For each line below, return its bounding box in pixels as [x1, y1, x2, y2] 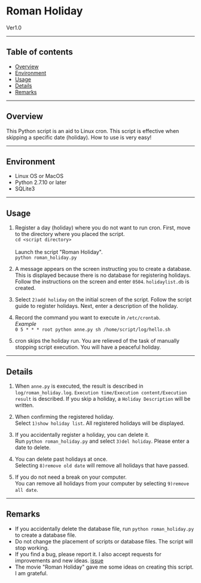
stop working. [14, 544, 49, 551]
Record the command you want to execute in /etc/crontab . [14, 314, 161, 321]
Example [14, 321, 37, 328]
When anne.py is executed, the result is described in [14, 382, 144, 389]
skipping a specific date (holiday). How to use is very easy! [6, 134, 152, 141]
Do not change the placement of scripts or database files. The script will [14, 537, 193, 545]
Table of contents [6, 47, 73, 58]
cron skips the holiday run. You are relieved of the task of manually [14, 337, 179, 345]
